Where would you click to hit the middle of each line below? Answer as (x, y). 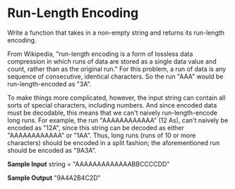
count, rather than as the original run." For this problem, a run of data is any (117, 69)
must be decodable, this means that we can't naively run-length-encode (112, 113)
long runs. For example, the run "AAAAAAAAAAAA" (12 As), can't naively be (118, 120)
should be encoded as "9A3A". (52, 150)
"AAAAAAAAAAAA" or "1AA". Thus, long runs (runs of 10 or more (102, 135)
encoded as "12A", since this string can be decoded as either (96, 127)
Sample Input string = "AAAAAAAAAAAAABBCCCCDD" (89, 164)
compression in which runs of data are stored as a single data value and (112, 61)
